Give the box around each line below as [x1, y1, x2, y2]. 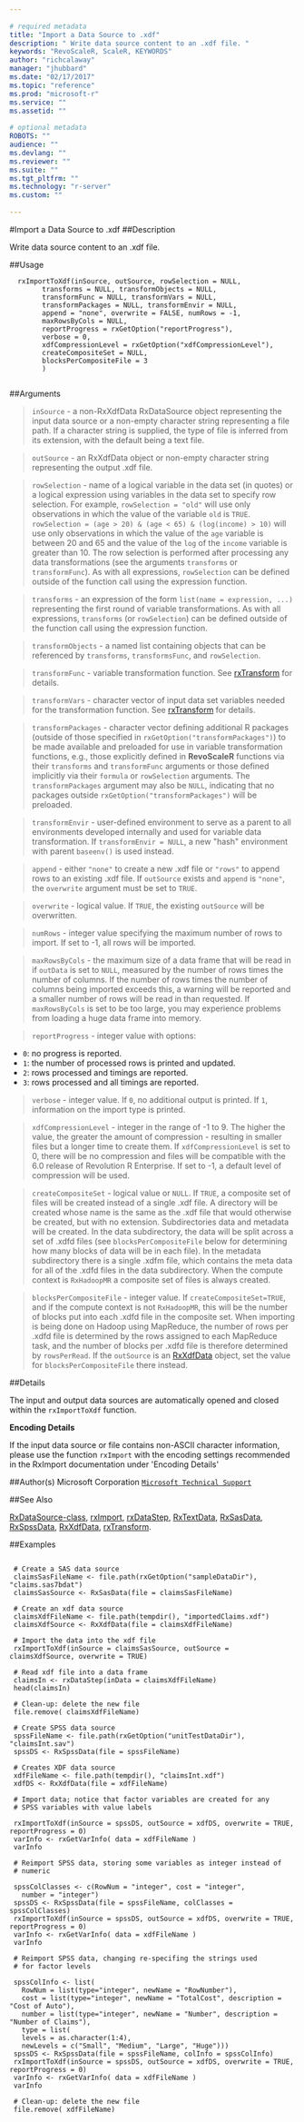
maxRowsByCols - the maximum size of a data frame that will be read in [31, 955, 292, 966]
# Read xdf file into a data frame [13, 1668, 148, 1677]
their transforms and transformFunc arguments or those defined [31, 760, 270, 771]
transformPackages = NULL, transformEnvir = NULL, [42, 301, 238, 310]
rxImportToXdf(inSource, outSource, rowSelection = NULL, [17, 276, 242, 286]
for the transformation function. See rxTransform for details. [31, 704, 256, 715]
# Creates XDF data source [13, 1763, 116, 1772]
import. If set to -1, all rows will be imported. [31, 937, 197, 947]
